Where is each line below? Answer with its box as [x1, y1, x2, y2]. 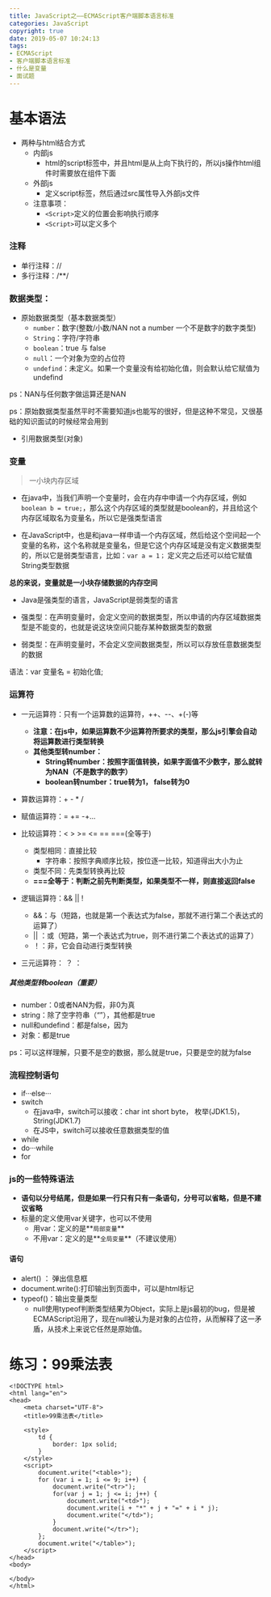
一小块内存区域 [28, 476, 79, 485]
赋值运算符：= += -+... [20, 811, 96, 821]
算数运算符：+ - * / [20, 794, 84, 803]
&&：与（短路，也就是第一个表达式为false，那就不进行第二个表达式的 [32, 910, 264, 920]
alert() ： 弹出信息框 [20, 1273, 88, 1283]
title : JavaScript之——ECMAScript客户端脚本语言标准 [9, 11, 174, 20]
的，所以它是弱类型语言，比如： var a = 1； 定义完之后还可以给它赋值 [20, 551, 253, 561]
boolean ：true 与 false [32, 343, 106, 353]
